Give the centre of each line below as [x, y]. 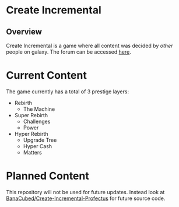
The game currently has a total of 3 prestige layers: [68, 92]
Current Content [47, 76]
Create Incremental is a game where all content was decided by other [89, 45]
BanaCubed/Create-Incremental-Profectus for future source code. [86, 198]
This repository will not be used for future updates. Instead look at [85, 192]
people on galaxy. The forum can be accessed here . [69, 52]
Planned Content [48, 176]
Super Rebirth [31, 115]
